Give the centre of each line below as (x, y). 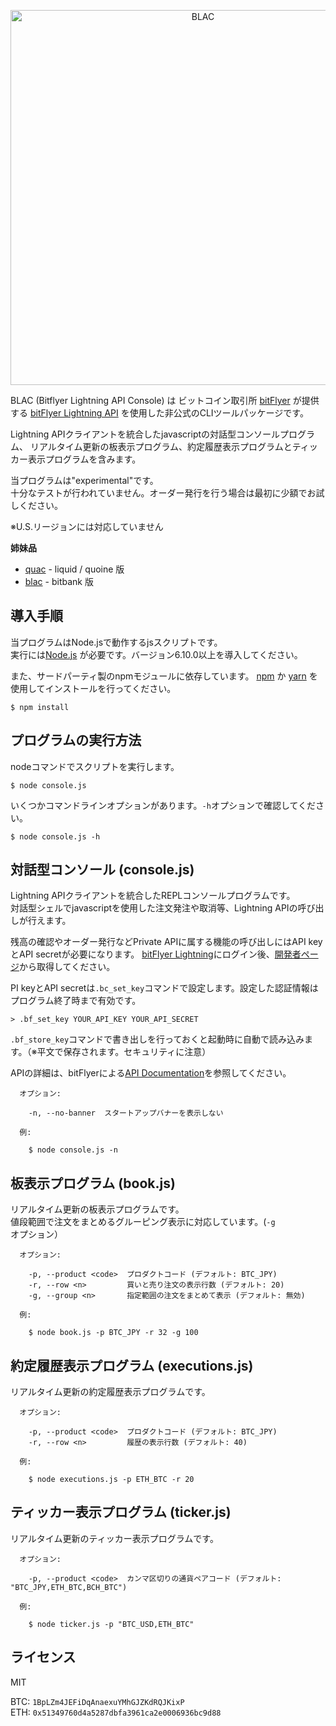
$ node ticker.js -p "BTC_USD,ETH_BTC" (111, 1624)
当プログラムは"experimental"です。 (84, 480)
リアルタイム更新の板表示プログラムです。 (97, 1209)
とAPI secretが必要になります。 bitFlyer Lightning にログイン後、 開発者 (156, 954)
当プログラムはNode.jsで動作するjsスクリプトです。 (116, 642)
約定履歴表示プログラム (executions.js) (132, 1365)
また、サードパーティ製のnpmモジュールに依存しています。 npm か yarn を (164, 676)
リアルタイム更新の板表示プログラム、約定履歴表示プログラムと (161, 446)
